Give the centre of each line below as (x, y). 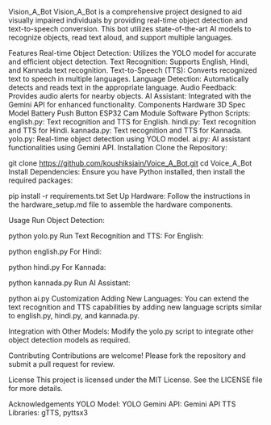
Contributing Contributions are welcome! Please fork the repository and (127, 356)
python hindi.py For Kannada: (57, 267)
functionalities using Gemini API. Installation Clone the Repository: (118, 147)
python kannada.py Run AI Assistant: (69, 283)
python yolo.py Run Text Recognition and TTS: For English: (106, 236)
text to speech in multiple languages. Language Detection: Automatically (129, 79)
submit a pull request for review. (62, 364)
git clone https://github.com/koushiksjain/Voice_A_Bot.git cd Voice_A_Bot (130, 163)
